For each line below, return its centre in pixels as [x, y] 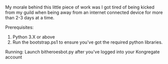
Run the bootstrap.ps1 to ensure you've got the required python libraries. [88, 42]
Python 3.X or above [34, 37]
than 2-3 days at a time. [30, 18]
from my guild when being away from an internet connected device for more [84, 12]
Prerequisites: [20, 27]
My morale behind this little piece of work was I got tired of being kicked [80, 7]
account [14, 57]
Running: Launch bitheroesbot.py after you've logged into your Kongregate [82, 52]
